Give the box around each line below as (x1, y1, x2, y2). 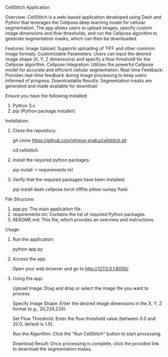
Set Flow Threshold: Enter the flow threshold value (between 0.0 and (12, 316, 156, 322)
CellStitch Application (5, 5, 50, 10)
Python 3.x (12, 103, 35, 108)
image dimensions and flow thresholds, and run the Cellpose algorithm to (5, 30, 157, 36)
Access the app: (12, 256, 47, 262)
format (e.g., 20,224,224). (12, 306, 67, 311)
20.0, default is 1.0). (12, 321, 54, 327)
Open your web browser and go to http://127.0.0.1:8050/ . (12, 265, 130, 272)
